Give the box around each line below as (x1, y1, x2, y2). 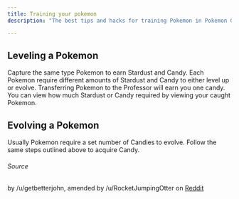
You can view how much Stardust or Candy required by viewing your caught (7, 91, 231, 99)
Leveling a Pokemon (7, 49, 99, 61)
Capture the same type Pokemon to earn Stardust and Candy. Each (7, 68, 204, 77)
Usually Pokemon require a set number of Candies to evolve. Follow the (7, 138, 217, 146)
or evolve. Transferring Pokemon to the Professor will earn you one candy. (7, 83, 225, 92)
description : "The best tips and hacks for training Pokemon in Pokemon (7, 17, 228, 24)
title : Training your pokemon (7, 10, 97, 18)
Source (7, 161, 28, 171)
